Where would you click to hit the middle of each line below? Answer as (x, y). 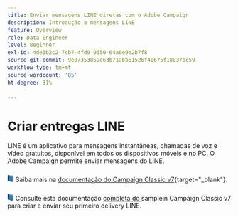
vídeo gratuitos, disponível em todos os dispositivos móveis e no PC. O (111, 154)
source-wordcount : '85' (43, 75)
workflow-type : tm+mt (39, 68)
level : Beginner (31, 45)
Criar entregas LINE (66, 126)
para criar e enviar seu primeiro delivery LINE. (75, 206)
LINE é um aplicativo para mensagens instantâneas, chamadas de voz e (113, 146)
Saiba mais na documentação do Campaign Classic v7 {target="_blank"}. (121, 180)
